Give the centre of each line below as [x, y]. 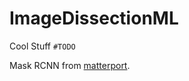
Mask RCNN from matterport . [70, 65]
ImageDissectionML [94, 18]
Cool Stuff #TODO [42, 46]
